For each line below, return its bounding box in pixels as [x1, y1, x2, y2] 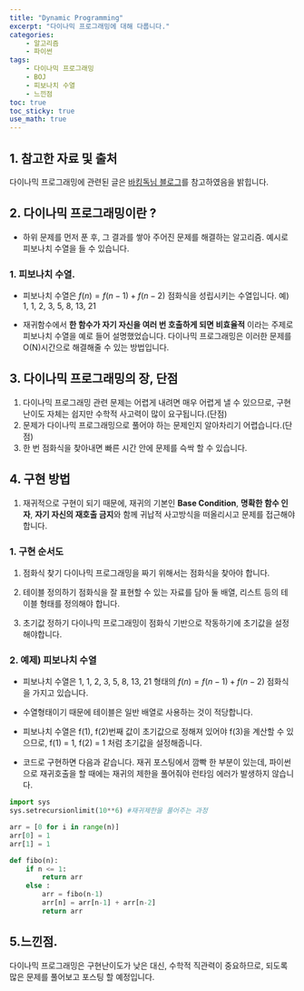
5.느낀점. [9, 934, 58, 950]
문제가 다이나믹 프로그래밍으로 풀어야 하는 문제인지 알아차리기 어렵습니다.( [22, 419, 286, 430]
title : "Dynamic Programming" [9, 13, 124, 23]
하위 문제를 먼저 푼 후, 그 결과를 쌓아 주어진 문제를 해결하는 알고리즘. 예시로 [22, 231, 289, 242]
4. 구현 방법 [9, 472, 71, 487]
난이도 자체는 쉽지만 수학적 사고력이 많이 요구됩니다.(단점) [22, 408, 228, 419]
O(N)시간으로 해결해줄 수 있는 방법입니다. [22, 342, 170, 353]
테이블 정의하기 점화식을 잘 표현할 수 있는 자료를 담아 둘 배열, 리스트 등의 [22, 586, 279, 597]
